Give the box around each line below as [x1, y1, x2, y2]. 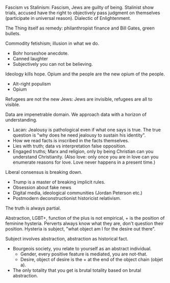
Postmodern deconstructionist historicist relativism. [12, 195, 122, 201]
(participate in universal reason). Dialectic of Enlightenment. [5, 15, 131, 21]
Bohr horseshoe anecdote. [12, 50, 69, 56]
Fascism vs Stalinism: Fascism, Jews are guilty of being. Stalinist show [5, 5, 154, 10]
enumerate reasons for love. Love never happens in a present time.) [12, 159, 156, 165]
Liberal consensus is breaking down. [5, 169, 83, 175]
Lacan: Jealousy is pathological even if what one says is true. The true [12, 127, 161, 133]
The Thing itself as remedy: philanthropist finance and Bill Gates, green [5, 25, 155, 31]
